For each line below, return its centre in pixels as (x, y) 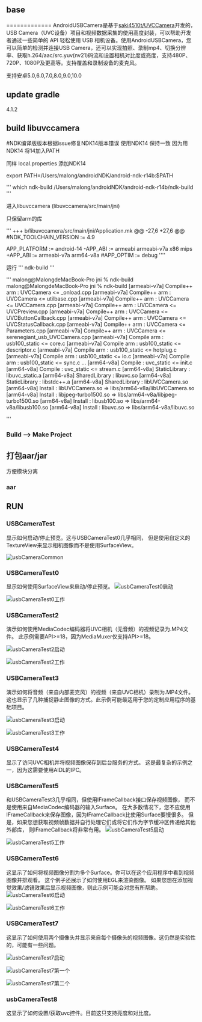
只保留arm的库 (24, 219)
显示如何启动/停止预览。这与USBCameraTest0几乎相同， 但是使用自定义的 (98, 537)
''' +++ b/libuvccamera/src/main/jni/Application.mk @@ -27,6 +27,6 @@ (96, 231)
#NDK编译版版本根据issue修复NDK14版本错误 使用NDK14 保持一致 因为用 (97, 143)
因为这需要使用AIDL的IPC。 (51, 770)
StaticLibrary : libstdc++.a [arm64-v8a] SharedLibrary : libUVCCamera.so (97, 382)
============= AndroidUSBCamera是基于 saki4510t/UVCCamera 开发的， (101, 25)
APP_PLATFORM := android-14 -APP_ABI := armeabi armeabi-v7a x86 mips (99, 249)
